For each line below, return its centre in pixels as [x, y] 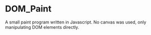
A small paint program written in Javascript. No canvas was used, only [76, 22]
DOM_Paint [28, 9]
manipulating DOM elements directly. [42, 27]
